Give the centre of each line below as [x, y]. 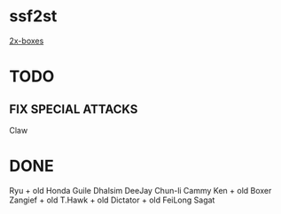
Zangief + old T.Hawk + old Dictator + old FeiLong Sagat [112, 200]
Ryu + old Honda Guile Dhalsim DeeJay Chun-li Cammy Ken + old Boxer [140, 190]
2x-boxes [27, 41]
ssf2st [33, 16]
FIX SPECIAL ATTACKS [74, 109]
